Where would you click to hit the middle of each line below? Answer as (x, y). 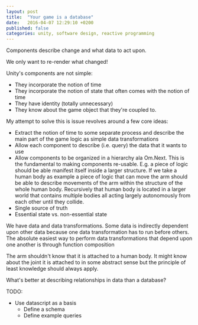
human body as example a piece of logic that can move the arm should (101, 177)
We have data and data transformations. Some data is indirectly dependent (97, 226)
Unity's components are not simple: (49, 73)
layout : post (22, 12)
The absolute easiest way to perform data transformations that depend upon (99, 238)
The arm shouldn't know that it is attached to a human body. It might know (97, 256)
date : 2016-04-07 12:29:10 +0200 (50, 22)
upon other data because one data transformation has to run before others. (98, 232)
